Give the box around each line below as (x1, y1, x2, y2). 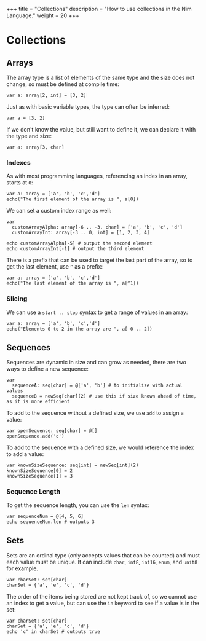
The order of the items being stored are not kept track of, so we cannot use (6, 592, 197, 600)
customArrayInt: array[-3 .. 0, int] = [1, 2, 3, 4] (12, 230, 150, 236)
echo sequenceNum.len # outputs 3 (6, 519, 95, 525)
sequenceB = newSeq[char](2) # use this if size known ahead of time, (12, 393, 197, 399)
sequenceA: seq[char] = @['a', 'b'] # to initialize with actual (12, 382, 183, 389)
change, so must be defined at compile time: (6, 81, 120, 88)
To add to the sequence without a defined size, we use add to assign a (6, 409, 184, 417)
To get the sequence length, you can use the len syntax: (6, 501, 149, 509)
